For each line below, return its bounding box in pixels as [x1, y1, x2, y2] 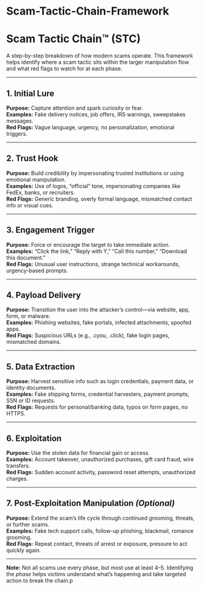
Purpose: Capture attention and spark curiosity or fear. [6, 104, 143, 112]
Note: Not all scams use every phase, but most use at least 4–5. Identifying [6, 564, 193, 571]
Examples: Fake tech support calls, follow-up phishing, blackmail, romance [6, 527, 194, 534]
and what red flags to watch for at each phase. [6, 65, 123, 72]
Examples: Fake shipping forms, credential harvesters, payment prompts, [6, 391, 190, 398]
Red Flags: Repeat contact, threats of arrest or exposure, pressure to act [6, 540, 187, 547]
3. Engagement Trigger [6, 225, 95, 235]
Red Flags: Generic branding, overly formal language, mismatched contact [6, 195, 192, 203]
